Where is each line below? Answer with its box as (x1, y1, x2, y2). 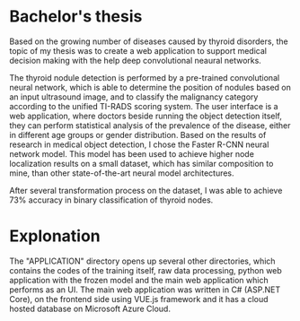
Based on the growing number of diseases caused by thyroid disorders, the (9, 36, 289, 47)
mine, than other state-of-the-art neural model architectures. (9, 168, 235, 178)
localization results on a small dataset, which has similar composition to (9, 158, 274, 169)
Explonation (9, 226, 101, 247)
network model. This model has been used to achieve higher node (9, 148, 254, 159)
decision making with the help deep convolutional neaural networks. (9, 55, 262, 65)
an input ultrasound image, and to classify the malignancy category (9, 91, 259, 102)
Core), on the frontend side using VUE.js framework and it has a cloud (9, 293, 269, 304)
